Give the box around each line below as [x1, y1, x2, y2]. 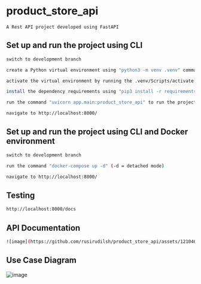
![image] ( [6, 238, 31, 244]
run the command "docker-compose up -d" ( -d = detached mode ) [6, 163, 165, 169]
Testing [6, 190, 35, 200]
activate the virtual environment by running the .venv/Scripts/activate [6, 78, 194, 84]
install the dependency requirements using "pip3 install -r [6, 89, 162, 95]
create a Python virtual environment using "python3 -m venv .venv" [6, 67, 181, 73]
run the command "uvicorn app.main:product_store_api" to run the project [6, 99, 197, 105]
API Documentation [6, 223, 81, 233]
